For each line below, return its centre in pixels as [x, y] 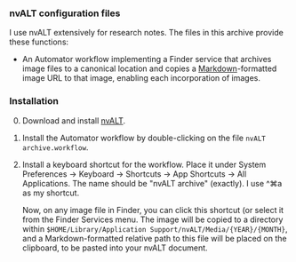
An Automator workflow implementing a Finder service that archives [147, 60]
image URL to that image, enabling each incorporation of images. [141, 78]
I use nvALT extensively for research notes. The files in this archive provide [147, 33]
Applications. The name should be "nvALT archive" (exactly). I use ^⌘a [152, 183]
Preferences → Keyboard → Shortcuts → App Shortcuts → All [134, 174]
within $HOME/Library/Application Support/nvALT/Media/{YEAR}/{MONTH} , [155, 228]
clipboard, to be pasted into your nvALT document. [115, 248]
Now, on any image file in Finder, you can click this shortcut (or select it [153, 210]
